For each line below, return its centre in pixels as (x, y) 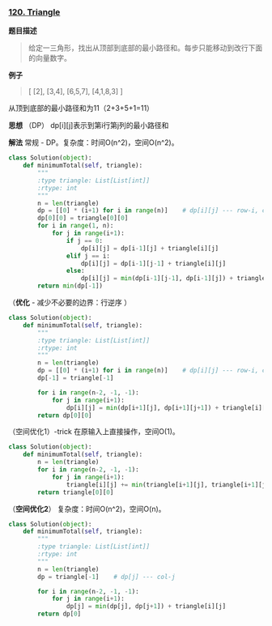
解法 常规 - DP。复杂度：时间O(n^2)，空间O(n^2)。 (93, 143)
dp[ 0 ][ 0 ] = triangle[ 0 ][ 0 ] (83, 218)
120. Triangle (34, 12)
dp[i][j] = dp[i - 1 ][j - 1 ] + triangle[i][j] (153, 263)
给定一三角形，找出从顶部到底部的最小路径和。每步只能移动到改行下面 (145, 48)
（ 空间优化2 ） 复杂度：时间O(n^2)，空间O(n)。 (87, 509)
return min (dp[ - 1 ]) (70, 286)
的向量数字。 (49, 58)
